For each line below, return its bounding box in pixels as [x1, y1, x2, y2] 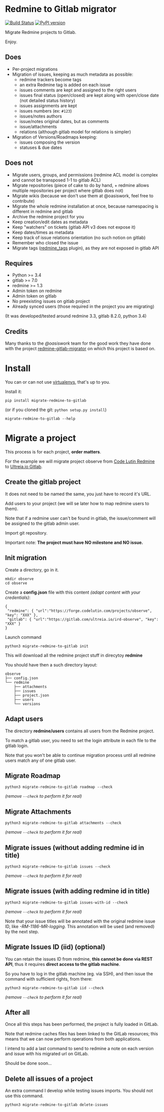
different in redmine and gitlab [12, 208, 73, 214]
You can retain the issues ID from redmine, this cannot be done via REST [5, 956, 153, 962]
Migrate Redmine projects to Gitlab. [5, 29, 77, 35]
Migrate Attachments [5, 808, 71, 816]
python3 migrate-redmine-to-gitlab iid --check [5, 985, 104, 991]
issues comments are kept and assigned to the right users [19, 87, 137, 93]
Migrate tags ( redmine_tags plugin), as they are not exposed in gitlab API [12, 245, 159, 251]
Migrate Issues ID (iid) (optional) [5, 943, 105, 951]
